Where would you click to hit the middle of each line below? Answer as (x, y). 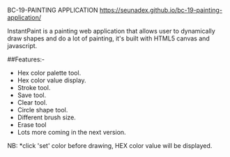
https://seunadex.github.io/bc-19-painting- (161, 10)
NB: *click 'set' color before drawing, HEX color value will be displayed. (110, 145)
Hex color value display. (52, 80)
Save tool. (32, 95)
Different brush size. (47, 117)
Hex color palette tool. (49, 73)
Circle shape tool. (43, 110)
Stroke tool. (34, 88)
